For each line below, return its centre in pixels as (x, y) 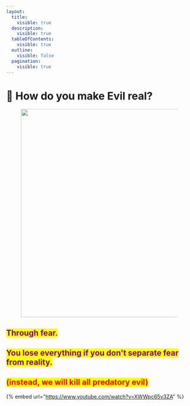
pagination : (26, 61)
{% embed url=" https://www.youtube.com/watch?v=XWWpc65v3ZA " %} (95, 397)
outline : (22, 50)
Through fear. (32, 333)
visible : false (36, 56)
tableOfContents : (33, 39)
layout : (16, 12)
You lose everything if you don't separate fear (92, 353)
